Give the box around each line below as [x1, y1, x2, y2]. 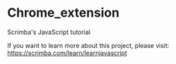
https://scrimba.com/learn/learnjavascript [7, 49, 127, 57]
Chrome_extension [7, 5, 120, 21]
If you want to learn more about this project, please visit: [7, 41, 170, 49]
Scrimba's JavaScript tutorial [7, 28, 91, 36]
